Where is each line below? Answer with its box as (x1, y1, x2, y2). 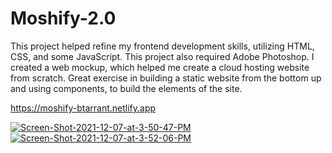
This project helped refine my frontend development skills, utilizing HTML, (10, 40, 315, 52)
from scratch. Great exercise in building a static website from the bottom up (10, 72, 322, 84)
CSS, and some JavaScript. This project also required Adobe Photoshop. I (10, 50, 315, 62)
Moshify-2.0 (10, 7, 117, 30)
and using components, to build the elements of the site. (10, 82, 243, 94)
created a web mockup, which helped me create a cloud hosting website (10, 61, 310, 73)
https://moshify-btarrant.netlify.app (10, 102, 157, 114)
